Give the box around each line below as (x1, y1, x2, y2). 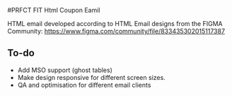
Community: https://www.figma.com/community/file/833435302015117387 (7, 27, 225, 35)
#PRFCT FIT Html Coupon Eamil (7, 6, 100, 14)
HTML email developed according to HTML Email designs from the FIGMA (7, 20, 223, 27)
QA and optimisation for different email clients (17, 81, 151, 89)
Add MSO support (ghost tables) (17, 66, 113, 74)
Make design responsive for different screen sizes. (17, 73, 166, 81)
